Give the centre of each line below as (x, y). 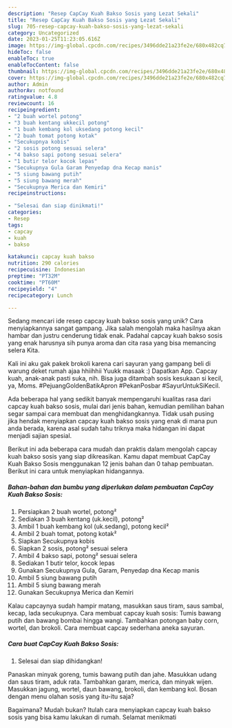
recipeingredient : (34, 110)
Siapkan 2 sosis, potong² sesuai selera (73, 548)
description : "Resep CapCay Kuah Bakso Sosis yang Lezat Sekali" (103, 13)
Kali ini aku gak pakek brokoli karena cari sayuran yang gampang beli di (109, 364)
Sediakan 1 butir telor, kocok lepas (66, 563)
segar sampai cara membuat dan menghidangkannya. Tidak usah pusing (111, 414)
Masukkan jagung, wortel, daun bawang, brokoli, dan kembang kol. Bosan (113, 689)
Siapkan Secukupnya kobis (56, 541)
